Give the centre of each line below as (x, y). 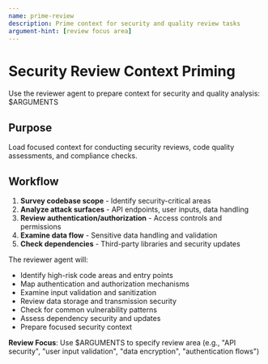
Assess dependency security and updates (90, 318)
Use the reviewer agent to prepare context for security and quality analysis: (134, 93)
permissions (40, 226)
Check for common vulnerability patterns (89, 310)
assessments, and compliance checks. (73, 156)
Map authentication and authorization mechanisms (105, 284)
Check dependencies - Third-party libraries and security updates (130, 243)
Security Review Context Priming (122, 71)
